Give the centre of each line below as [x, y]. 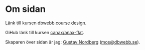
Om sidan [26, 9]
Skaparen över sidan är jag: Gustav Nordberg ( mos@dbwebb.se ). [73, 42]
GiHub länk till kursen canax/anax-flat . [45, 32]
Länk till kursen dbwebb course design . [46, 23]
